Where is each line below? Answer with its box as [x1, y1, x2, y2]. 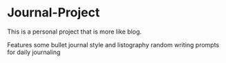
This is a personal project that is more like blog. [7, 27, 142, 36]
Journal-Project [7, 5, 100, 21]
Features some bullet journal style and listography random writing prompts [7, 40, 220, 49]
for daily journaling [7, 48, 61, 56]
